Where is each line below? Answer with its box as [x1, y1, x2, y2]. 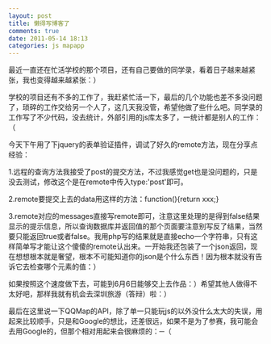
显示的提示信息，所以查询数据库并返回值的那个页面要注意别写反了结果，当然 [8, 221, 263, 231]
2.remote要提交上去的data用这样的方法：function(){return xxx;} [8, 195, 219, 204]
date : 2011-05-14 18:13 [8, 34, 89, 43]
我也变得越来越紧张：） [22, 75, 101, 85]
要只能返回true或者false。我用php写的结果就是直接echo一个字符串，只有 [8, 232, 252, 241]
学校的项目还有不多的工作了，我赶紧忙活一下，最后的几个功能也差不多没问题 [8, 92, 263, 102]
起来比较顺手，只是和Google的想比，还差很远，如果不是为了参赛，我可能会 [8, 317, 259, 326]
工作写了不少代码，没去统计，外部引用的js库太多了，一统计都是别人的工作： [8, 112, 261, 122]
